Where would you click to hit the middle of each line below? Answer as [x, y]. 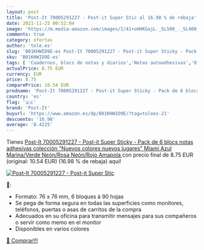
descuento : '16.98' [31, 119]
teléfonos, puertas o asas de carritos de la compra [78, 209]
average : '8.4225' [29, 125]
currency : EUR [24, 74]
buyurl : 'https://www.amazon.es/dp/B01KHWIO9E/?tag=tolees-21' [88, 113]
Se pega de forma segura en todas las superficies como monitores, [99, 203]
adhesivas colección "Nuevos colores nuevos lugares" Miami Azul [89, 149]
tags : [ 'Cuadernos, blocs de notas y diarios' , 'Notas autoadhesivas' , [99, 62]
